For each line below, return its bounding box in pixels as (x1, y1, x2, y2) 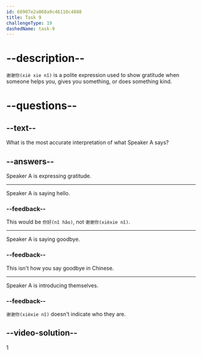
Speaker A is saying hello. (6, 190, 70, 196)
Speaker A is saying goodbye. (6, 236, 80, 243)
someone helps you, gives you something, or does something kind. (6, 78, 173, 85)
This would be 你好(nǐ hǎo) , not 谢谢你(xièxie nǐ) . (6, 218, 130, 226)
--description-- (6, 52, 85, 65)
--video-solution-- (6, 328, 78, 338)
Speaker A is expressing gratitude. (6, 172, 92, 180)
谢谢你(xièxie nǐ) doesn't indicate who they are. (6, 310, 126, 317)
